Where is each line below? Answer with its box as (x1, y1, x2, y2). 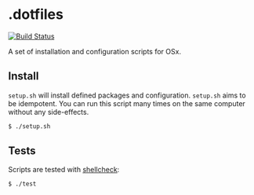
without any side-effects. (8, 107, 89, 116)
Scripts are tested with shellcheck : (8, 165, 120, 175)
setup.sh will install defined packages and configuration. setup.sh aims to (8, 90, 246, 100)
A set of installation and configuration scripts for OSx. (8, 46, 182, 56)
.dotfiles (8, 6, 64, 24)
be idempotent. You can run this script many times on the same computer (8, 98, 245, 108)
